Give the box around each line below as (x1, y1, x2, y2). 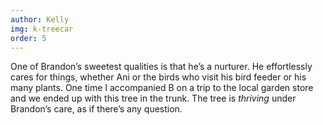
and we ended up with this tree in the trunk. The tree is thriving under (10, 92, 297, 105)
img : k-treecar (10, 24, 74, 34)
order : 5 (10, 33, 47, 43)
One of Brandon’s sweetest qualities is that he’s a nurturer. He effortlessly (10, 61, 313, 73)
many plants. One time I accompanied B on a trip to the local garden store (10, 82, 314, 94)
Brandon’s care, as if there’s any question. (10, 103, 183, 115)
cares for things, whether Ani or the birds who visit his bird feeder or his (10, 71, 307, 83)
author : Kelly (10, 14, 70, 25)
